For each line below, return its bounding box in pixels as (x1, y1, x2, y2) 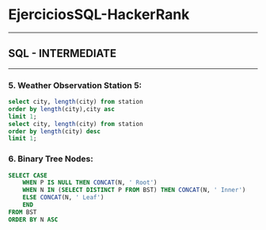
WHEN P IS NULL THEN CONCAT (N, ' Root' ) (22, 178, 158, 187)
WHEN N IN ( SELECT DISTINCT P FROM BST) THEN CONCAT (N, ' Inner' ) (22, 186, 246, 194)
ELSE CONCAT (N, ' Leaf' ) (22, 194, 104, 201)
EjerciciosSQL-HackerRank (8, 6, 190, 24)
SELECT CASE (8, 171, 47, 179)
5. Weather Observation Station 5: (8, 79, 142, 90)
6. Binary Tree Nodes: (8, 153, 93, 164)
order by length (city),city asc (8, 105, 115, 113)
